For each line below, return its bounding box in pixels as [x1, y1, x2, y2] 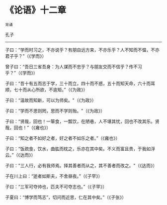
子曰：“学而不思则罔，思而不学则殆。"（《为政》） [5, 107, 105, 113]
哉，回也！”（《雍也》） [5, 124, 51, 130]
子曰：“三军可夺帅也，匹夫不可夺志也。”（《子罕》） [5, 184, 107, 190]
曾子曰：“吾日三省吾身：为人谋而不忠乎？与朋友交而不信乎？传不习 [5, 63, 143, 70]
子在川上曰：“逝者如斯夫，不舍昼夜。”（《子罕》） [5, 173, 103, 179]
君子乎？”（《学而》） [5, 53, 47, 59]
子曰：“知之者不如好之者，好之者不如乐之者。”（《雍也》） [5, 135, 120, 141]
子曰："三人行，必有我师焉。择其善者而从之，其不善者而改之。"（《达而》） [5, 162, 158, 168]
